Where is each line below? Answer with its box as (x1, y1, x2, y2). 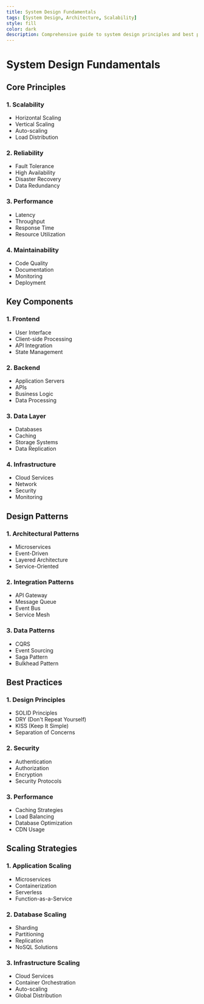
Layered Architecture (15, 556, 68, 564)
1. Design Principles (6, 696, 66, 704)
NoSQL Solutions (15, 944, 58, 951)
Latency (15, 211, 36, 218)
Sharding (15, 924, 38, 932)
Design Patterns (6, 511, 69, 521)
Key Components (6, 297, 73, 307)
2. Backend (6, 363, 41, 372)
